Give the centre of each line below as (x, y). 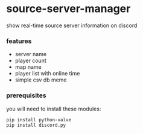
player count (30, 61)
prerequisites (26, 95)
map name (28, 67)
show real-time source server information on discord (72, 25)
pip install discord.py (36, 126)
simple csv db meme (41, 80)
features (19, 41)
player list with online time (47, 74)
